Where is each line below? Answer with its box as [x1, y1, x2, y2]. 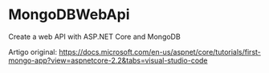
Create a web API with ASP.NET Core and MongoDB [8, 32, 181, 41]
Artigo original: [8, 47, 58, 56]
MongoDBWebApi [8, 6, 130, 24]
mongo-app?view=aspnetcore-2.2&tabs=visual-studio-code [8, 56, 208, 65]
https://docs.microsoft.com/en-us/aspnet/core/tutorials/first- [59, 47, 261, 56]
